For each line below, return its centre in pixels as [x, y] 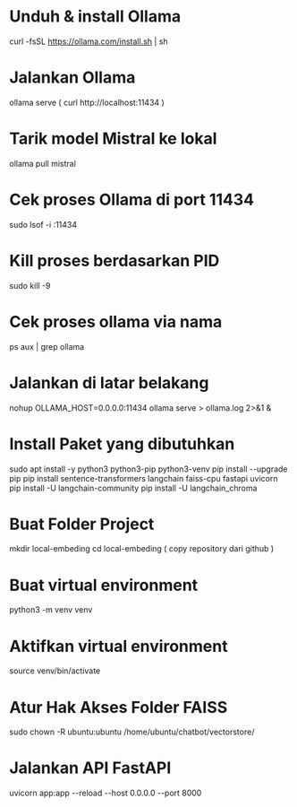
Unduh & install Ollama [95, 17]
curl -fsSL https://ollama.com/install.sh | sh [89, 41]
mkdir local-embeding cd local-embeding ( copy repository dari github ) [142, 549]
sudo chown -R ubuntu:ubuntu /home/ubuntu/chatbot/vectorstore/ [132, 732]
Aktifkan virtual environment [119, 646]
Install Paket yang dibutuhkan [122, 443]
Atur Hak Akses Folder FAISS [119, 707]
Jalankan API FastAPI [90, 768]
